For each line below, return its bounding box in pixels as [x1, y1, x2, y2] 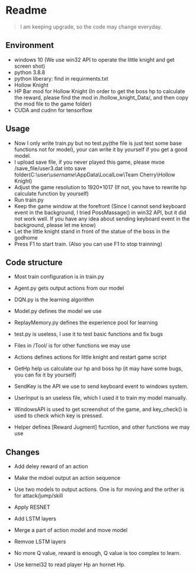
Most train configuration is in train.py [14, 273, 104, 280]
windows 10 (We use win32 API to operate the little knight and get [14, 56, 175, 63]
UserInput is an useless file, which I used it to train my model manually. [14, 394, 188, 401]
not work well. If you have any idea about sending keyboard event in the [14, 215, 190, 222]
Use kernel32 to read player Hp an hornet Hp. [14, 561, 126, 568]
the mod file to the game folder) [14, 100, 92, 107]
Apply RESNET [14, 503, 51, 511]
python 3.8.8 [14, 69, 46, 76]
